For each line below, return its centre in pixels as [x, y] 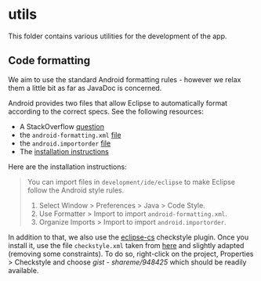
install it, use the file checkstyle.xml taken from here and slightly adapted [126, 245]
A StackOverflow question [62, 126]
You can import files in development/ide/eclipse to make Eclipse [131, 182]
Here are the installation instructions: [67, 167]
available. [24, 270]
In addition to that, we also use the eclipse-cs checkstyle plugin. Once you [129, 237]
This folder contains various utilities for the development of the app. [118, 36]
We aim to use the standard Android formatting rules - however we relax [125, 79]
